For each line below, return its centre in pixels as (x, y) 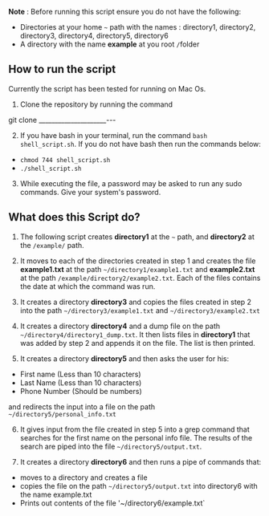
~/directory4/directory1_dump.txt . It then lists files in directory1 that (135, 334)
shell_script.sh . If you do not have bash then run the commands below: (140, 144)
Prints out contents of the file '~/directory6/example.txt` (112, 503)
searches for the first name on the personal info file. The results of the (136, 437)
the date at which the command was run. (88, 286)
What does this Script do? (74, 217)
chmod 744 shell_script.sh (65, 160)
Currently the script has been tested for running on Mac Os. (107, 88)
